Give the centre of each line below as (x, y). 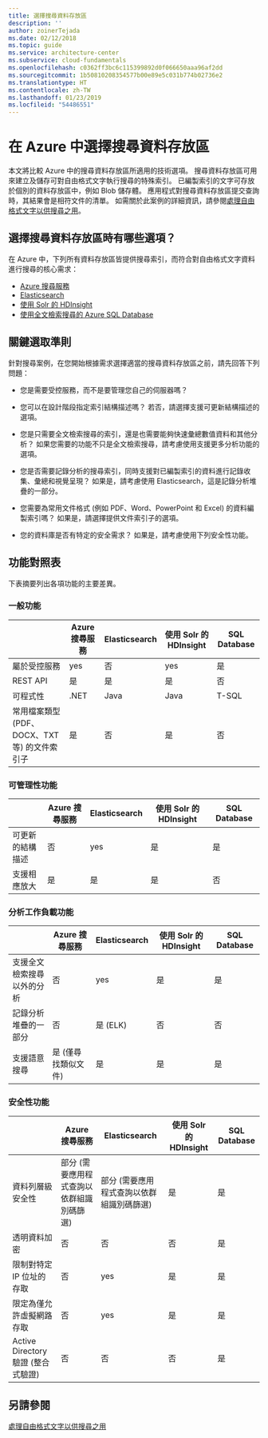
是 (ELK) (111, 1025)
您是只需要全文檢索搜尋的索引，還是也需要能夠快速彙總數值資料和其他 (135, 433)
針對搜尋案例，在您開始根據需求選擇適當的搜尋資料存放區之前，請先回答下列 (134, 363)
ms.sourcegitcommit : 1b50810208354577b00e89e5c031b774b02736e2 (116, 75)
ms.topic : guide (35, 46)
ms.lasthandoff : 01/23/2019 (55, 98)
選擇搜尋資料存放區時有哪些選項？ (92, 238)
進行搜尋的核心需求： (43, 269)
